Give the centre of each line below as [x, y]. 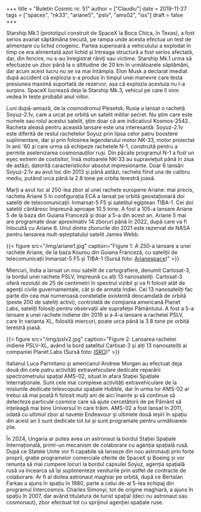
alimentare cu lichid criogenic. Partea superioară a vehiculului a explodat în [99, 46]
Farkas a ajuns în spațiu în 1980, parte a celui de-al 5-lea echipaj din [90, 483]
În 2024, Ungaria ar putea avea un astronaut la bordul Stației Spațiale [91, 439]
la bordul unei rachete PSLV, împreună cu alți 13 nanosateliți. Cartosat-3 [94, 277]
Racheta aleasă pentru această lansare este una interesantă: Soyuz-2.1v [95, 127]
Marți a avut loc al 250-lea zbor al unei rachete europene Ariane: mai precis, [100, 190]
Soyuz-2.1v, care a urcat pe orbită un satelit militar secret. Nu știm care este [99, 114]
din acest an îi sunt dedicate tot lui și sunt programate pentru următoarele [97, 421]
